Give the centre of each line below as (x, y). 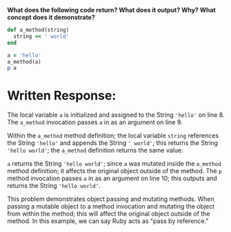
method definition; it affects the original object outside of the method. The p (114, 171)
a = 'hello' (24, 55)
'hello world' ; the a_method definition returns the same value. (96, 151)
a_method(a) (24, 61)
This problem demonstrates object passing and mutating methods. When (111, 199)
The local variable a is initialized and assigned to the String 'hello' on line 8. (116, 115)
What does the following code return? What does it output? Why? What (111, 10)
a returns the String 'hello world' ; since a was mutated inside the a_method (114, 164)
